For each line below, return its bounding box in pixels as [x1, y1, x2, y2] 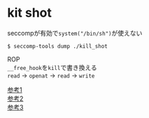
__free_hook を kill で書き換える [7, 63, 97, 71]
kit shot [7, 5, 52, 21]
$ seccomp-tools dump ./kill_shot [7, 43, 108, 50]
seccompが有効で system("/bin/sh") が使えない [7, 29, 143, 37]
